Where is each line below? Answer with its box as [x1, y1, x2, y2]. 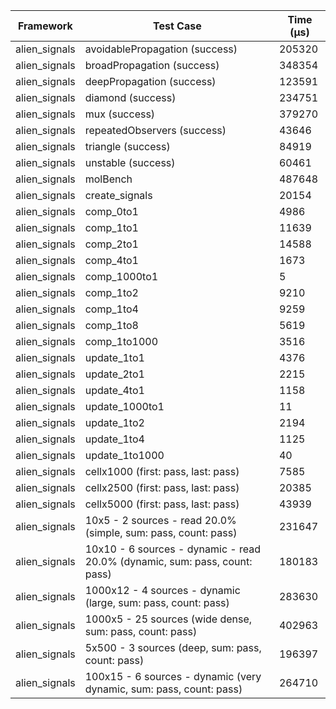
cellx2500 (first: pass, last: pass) [84, 481, 240, 494]
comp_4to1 [84, 254, 139, 267]
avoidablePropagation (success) [84, 42, 238, 56]
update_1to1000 [84, 449, 165, 462]
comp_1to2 [84, 286, 139, 299]
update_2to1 [84, 367, 145, 381]
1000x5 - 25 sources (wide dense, [84, 612, 253, 626]
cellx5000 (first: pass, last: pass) [84, 497, 240, 511]
